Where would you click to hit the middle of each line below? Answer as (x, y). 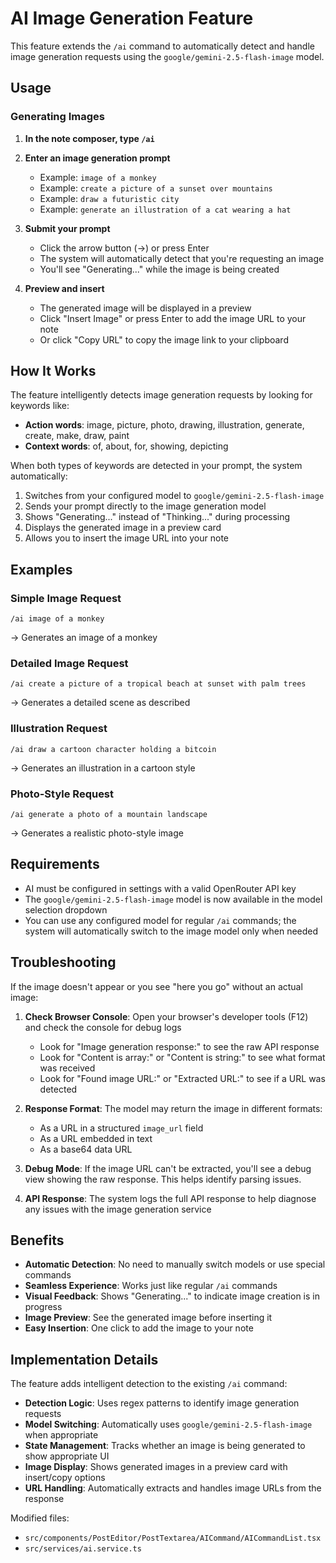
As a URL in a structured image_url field (121, 1128)
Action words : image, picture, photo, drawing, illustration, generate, (164, 425)
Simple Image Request (66, 598)
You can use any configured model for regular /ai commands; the (160, 920)
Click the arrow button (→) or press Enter (124, 248)
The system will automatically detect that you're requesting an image (182, 258)
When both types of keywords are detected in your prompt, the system (156, 466)
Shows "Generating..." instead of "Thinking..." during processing (157, 517)
